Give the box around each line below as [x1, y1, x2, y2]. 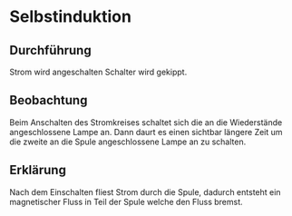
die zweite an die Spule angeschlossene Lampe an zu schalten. [9, 136, 247, 147]
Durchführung [9, 43, 92, 58]
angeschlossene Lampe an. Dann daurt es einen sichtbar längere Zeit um [9, 126, 283, 137]
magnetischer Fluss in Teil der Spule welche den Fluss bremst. [9, 196, 243, 207]
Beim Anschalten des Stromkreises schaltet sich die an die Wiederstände [9, 116, 283, 128]
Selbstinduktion [9, 6, 131, 27]
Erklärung [9, 162, 66, 178]
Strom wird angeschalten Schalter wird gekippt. [9, 66, 188, 77]
